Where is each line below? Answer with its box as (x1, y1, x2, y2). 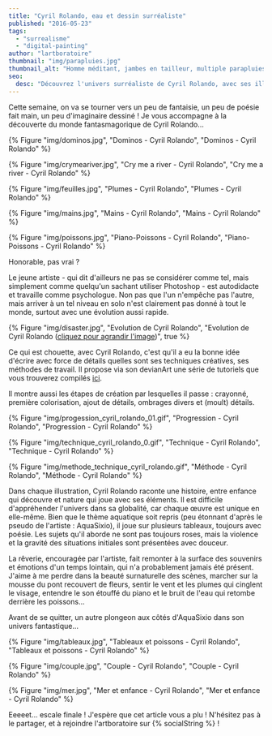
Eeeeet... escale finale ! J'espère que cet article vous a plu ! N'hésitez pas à (8, 709, 261, 719)
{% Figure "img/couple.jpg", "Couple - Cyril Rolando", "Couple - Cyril (8, 661, 239, 670)
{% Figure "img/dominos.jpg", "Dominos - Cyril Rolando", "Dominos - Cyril (8, 135, 257, 144)
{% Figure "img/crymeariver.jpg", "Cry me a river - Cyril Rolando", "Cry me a (8, 159, 264, 169)
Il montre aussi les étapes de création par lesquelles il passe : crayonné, (8, 389, 249, 398)
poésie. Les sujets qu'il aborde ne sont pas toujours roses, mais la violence (8, 529, 259, 539)
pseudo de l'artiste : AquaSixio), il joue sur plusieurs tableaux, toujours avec (8, 520, 261, 530)
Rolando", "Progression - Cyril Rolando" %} (8, 421, 153, 431)
